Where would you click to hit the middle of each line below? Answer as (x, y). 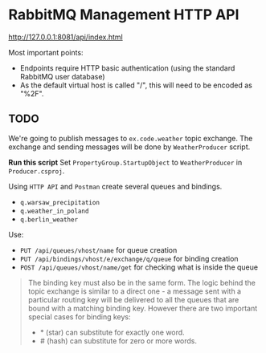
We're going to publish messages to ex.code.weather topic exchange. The (131, 138)
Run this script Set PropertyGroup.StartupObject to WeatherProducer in (125, 162)
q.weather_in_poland (54, 211)
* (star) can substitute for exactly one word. (112, 332)
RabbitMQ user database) (63, 76)
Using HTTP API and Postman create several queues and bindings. (115, 186)
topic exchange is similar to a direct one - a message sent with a (135, 291)
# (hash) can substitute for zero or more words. (119, 341)
